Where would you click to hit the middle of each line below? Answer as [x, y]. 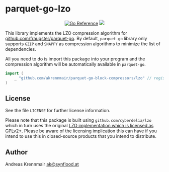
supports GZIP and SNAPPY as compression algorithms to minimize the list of [83, 44]
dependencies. [21, 49]
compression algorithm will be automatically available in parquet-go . [75, 64]
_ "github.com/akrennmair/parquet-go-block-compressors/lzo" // [83, 78]
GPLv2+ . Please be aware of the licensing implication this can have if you [81, 131]
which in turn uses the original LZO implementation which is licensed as [79, 126]
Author [16, 152]
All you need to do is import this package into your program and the [75, 59]
